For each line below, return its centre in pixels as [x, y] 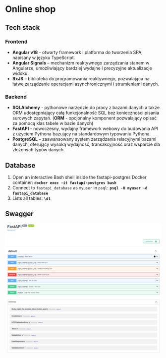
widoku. [20, 73]
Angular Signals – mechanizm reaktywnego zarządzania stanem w [81, 62]
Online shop [30, 9]
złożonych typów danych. [39, 150]
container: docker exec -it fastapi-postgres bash [64, 182]
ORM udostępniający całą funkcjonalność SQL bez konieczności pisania [86, 113]
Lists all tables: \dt [31, 198]
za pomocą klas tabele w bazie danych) [53, 123]
